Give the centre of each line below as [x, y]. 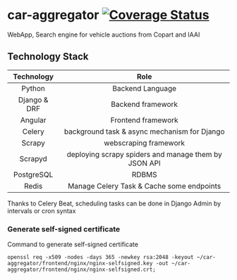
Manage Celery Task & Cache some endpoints [145, 186]
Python [34, 88]
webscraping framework [145, 143]
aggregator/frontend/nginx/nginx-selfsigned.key [80, 264]
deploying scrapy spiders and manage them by [144, 154]
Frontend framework [144, 120]
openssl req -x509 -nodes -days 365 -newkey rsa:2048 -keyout [101, 257]
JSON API [144, 163]
